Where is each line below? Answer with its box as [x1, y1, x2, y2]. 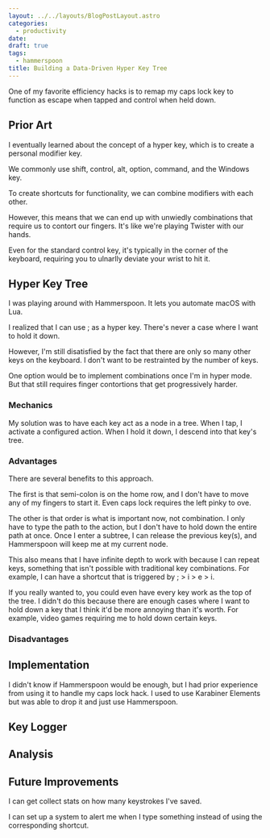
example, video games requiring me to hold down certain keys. [8, 613, 218, 623]
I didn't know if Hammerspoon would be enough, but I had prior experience [8, 679, 259, 690]
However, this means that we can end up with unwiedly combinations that [8, 212, 253, 222]
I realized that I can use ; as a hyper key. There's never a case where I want [8, 323, 259, 332]
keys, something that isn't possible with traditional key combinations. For [8, 563, 250, 573]
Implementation [8, 658, 90, 672]
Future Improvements [8, 775, 119, 789]
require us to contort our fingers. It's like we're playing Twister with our [8, 221, 244, 231]
